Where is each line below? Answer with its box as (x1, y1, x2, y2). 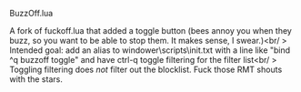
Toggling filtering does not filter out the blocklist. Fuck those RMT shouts (9, 64, 283, 75)
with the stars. (9, 74, 64, 85)
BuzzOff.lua (9, 8, 54, 18)
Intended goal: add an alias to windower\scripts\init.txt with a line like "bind (9, 45, 291, 56)
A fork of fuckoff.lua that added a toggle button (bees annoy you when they (9, 26, 293, 36)
